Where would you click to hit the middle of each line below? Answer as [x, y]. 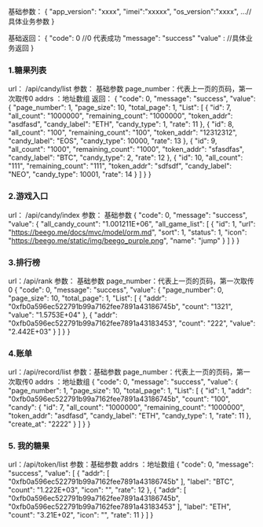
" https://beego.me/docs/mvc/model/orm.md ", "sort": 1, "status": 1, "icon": [128, 232]
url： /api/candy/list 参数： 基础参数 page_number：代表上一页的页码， [124, 89]
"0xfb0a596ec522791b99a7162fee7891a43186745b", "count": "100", [119, 399]
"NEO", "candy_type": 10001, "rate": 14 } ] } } [80, 175]
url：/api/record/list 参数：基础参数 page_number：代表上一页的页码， [122, 372]
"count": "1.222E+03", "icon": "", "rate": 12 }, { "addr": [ [97, 490]
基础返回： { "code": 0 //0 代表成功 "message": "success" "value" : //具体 [127, 38]
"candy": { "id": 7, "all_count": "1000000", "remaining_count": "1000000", [126, 407]
